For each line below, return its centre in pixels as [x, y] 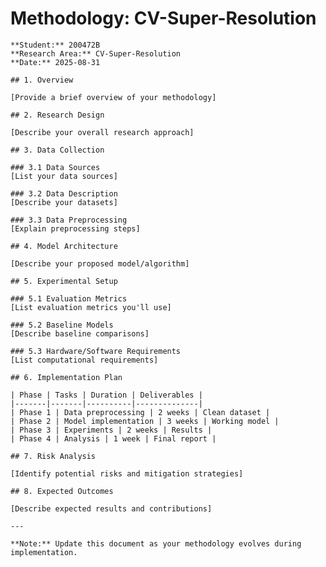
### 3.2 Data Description [64, 193]
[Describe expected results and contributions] [111, 508]
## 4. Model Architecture [64, 246]
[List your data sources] [64, 176]
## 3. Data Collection [57, 150]
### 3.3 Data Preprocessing [69, 220]
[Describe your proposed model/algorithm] [100, 263]
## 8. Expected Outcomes [62, 491]
